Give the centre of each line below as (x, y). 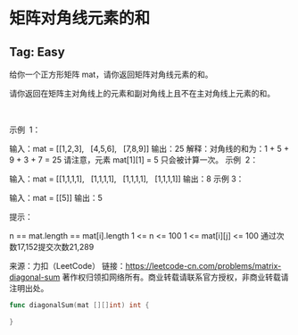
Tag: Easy (37, 51)
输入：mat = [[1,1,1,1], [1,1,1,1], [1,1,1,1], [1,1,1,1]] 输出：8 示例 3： (127, 179)
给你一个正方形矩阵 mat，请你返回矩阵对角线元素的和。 (111, 74)
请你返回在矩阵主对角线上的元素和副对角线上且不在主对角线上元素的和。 (142, 93)
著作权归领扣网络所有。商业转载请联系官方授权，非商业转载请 (175, 277)
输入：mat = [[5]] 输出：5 (56, 198)
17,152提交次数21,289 (55, 247)
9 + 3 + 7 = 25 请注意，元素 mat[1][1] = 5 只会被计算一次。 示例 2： (134, 160)
